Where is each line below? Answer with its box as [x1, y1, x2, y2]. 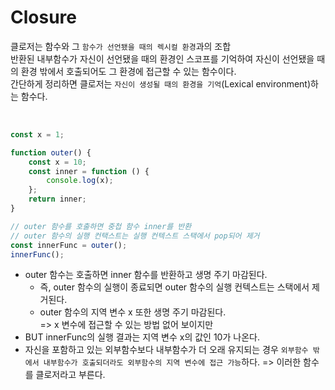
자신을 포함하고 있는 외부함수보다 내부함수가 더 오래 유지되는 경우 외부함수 [24, 344, 309, 356]
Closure [10, 6, 77, 29]
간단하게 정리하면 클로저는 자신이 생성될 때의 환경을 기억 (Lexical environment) [10, 77, 312, 90]
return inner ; [28, 194, 87, 205]
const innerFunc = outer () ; [10, 240, 128, 250]
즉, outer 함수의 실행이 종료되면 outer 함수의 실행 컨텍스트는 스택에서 [39, 281, 310, 293]
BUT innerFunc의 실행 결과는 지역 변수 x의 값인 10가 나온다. [24, 331, 260, 343]
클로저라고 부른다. [35, 369, 106, 381]
